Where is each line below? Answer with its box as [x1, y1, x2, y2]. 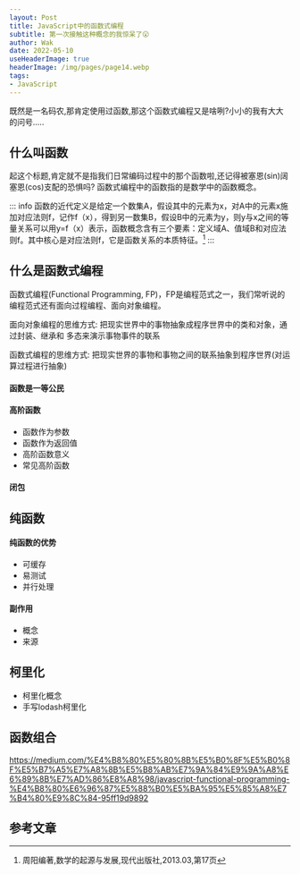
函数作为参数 [21, 426, 70, 437]
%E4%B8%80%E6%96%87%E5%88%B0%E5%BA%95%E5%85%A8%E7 [9, 783, 287, 793]
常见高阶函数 [21, 460, 70, 471]
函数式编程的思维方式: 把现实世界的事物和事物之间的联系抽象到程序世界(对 [9, 349, 283, 360]
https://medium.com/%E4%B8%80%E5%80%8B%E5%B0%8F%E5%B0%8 [9, 754, 290, 765]
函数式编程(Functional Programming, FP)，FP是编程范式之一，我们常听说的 [9, 288, 286, 300]
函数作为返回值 [21, 437, 78, 448]
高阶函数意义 [21, 448, 70, 459]
